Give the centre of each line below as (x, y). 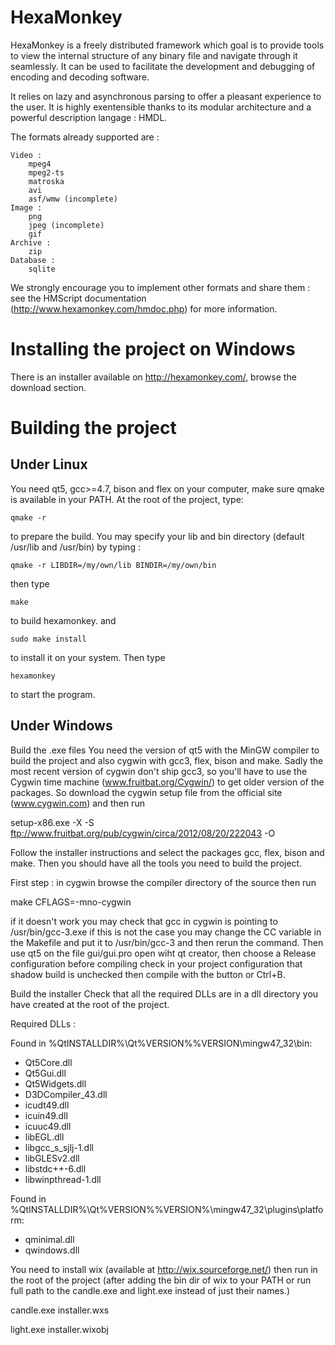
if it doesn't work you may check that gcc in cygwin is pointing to (144, 921)
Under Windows (61, 726)
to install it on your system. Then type (88, 657)
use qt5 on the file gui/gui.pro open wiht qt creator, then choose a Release (163, 953)
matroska (46, 181)
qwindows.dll (52, 1250)
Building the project (93, 428)
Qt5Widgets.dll (55, 1083)
